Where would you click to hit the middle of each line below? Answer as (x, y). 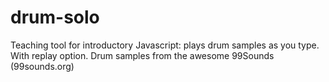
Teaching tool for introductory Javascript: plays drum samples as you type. (165, 45)
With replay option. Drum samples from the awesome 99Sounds (142, 55)
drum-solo (55, 17)
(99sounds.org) (42, 66)
